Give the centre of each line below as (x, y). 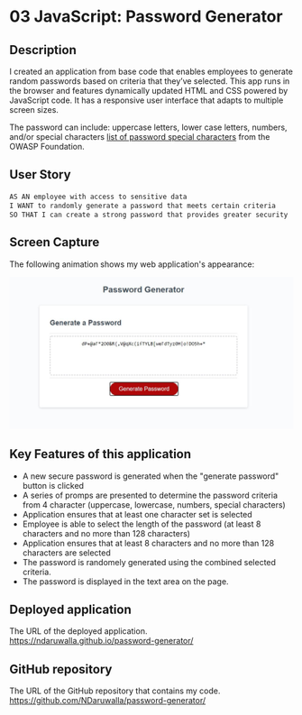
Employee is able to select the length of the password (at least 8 (142, 524)
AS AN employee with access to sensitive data (98, 197)
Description (43, 50)
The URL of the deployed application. (78, 631)
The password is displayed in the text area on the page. (125, 581)
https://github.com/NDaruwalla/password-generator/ (108, 701)
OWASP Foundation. (47, 147)
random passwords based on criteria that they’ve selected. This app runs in (150, 81)
